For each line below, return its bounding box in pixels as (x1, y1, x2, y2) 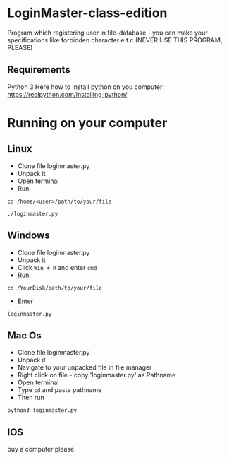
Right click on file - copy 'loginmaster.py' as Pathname (17, 371, 176, 379)
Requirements (7, 64, 70, 76)
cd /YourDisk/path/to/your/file (7, 284, 102, 291)
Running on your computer (7, 114, 168, 131)
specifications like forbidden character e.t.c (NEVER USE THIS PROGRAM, (7, 35, 223, 44)
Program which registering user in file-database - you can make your (7, 28, 208, 37)
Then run (17, 394, 44, 402)
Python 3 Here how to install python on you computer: (7, 83, 164, 91)
